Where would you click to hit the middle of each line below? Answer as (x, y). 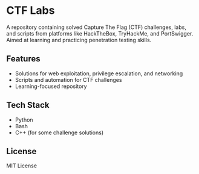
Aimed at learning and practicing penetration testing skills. (79, 40)
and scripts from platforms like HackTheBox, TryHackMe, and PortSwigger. (100, 33)
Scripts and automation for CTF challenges (68, 79)
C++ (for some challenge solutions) (59, 132)
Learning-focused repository (51, 86)
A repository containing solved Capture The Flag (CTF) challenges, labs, (96, 27)
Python (24, 120)
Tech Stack (28, 105)
